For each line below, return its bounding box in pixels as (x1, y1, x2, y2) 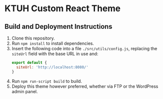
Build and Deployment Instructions (4, 22, 113, 31)
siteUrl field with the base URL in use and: (11, 51, 99, 57)
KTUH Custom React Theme (4, 3, 121, 14)
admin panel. (11, 88, 38, 94)
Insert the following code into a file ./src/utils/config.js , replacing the (11, 46, 157, 51)
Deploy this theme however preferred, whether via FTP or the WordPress (11, 83, 159, 89)
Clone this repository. (11, 35, 55, 41)
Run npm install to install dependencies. (11, 40, 94, 46)
